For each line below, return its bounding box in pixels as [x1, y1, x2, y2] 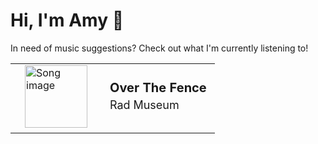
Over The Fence [109, 80, 207, 96]
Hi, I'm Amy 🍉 [10, 9, 125, 32]
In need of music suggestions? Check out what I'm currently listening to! [10, 42, 309, 54]
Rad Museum [109, 98, 180, 113]
